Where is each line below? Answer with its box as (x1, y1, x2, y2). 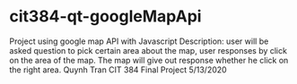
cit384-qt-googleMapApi (9, 6, 202, 27)
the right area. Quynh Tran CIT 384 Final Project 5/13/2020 (9, 64, 227, 75)
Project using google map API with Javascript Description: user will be (9, 36, 269, 46)
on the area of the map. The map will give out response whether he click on (9, 55, 289, 65)
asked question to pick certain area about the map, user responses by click (9, 45, 287, 55)
